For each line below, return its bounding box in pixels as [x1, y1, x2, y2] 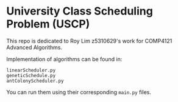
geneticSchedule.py [6, 72, 56, 78]
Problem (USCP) [6, 17, 90, 31]
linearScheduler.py [6, 67, 56, 73]
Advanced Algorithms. [6, 44, 63, 51]
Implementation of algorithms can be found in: [6, 55, 123, 63]
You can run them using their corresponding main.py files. [6, 88, 151, 95]
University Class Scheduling [6, 4, 154, 18]
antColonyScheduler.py [6, 78, 64, 84]
